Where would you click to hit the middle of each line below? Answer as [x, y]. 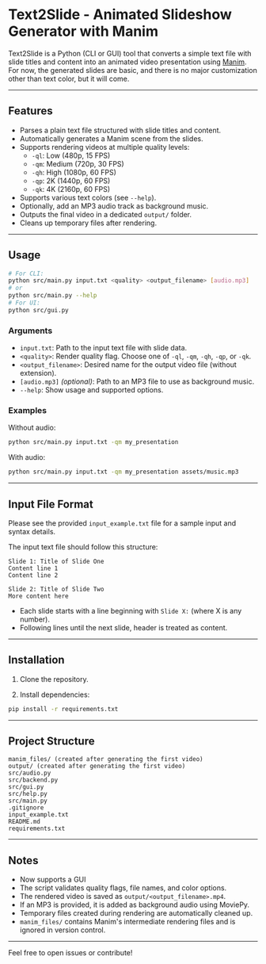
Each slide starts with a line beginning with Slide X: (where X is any [131, 610]
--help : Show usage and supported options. [91, 390]
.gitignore [26, 808]
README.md [25, 822]
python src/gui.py [38, 310]
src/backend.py [33, 780]
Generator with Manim [83, 31]
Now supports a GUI [53, 880]
